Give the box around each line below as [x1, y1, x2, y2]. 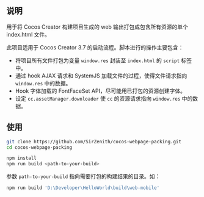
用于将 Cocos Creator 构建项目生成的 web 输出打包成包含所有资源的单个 [6, 23, 188, 30]
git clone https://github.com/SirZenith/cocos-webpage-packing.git [6, 138, 182, 145]
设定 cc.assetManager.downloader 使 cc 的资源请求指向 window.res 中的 [15, 95, 193, 102]
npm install [6, 155, 37, 162]
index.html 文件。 [6, 30, 51, 38]
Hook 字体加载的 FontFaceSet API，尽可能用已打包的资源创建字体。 [15, 87, 186, 95]
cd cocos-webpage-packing [6, 144, 72, 151]
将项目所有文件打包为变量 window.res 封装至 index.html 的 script [15, 57, 180, 64]
